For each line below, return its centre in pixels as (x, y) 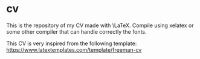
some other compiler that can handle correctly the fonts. (76, 31)
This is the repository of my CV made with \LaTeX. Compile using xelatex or (100, 25)
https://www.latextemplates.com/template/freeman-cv (74, 49)
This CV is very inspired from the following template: (72, 43)
